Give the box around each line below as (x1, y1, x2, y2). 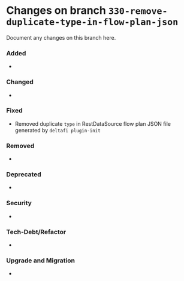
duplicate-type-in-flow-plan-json (6, 16, 179, 28)
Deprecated (6, 170, 42, 179)
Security (6, 199, 32, 208)
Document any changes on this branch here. (6, 34, 116, 41)
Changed (6, 78, 34, 86)
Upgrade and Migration (6, 256, 75, 265)
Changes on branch (6, 4, 107, 17)
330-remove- (108, 5, 168, 17)
